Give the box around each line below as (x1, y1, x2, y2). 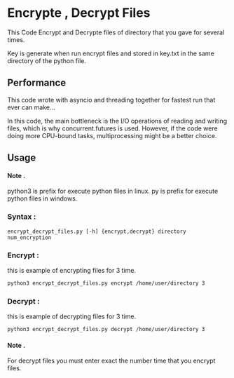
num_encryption (7, 234, 52, 241)
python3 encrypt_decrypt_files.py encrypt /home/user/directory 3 (7, 279, 205, 287)
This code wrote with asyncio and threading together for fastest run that (7, 95, 216, 104)
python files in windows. (7, 194, 78, 203)
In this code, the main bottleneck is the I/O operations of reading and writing (7, 116, 228, 125)
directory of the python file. (7, 56, 86, 65)
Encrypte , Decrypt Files (7, 5, 151, 21)
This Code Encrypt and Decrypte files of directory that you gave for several (7, 28, 225, 36)
